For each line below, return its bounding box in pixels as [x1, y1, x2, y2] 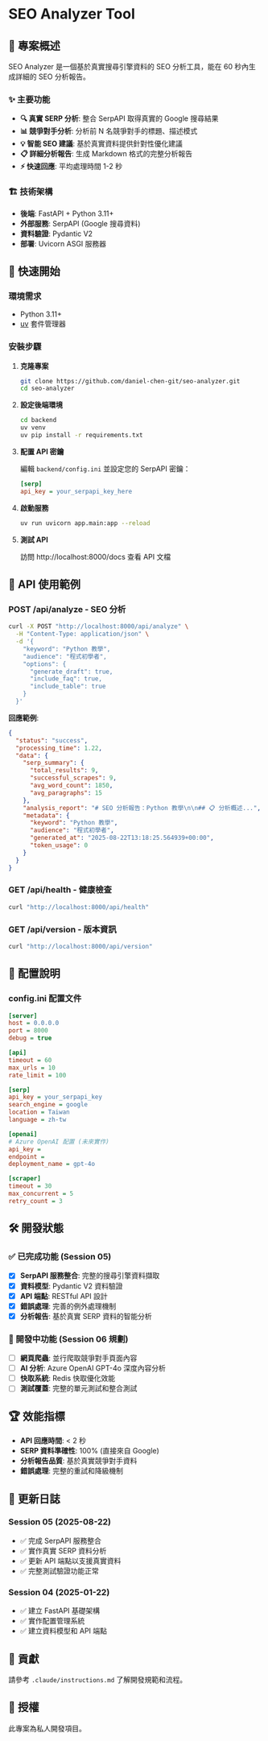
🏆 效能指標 [8, 1409, 66, 1423]
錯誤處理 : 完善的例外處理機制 [19, 1301, 117, 1311]
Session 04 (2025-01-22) [8, 1586, 110, 1598]
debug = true [8, 1034, 52, 1043]
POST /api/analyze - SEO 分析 [8, 603, 126, 614]
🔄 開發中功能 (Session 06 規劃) [8, 1334, 129, 1345]
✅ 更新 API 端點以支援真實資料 [19, 1556, 122, 1565]
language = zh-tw [8, 1116, 67, 1124]
